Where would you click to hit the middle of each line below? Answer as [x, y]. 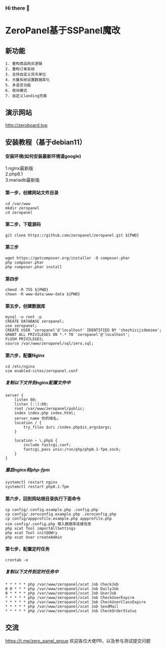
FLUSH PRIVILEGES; [25, 339]
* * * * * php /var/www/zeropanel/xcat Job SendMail [62, 607]
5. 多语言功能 [18, 85]
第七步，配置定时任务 [27, 549]
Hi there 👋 [18, 8]
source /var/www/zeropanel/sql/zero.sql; [50, 343]
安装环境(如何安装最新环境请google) [43, 156]
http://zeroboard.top [27, 125]
